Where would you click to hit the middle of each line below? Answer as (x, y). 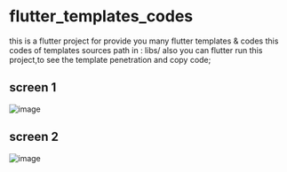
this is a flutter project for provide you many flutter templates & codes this (144, 41)
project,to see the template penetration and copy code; (110, 59)
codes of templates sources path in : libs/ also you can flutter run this (136, 50)
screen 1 (33, 87)
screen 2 (34, 137)
